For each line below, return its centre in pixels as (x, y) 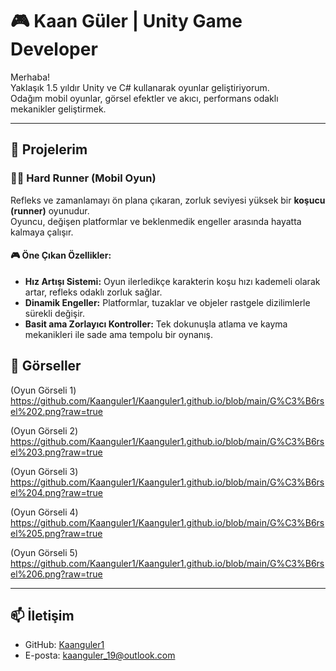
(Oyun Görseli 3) (44, 471)
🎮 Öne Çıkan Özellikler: (61, 255)
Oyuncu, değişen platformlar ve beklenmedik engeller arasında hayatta (156, 221)
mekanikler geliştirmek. (58, 109)
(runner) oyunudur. (50, 210)
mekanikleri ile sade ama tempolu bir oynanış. (118, 334)
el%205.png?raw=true (56, 533)
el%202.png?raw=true (56, 411)
